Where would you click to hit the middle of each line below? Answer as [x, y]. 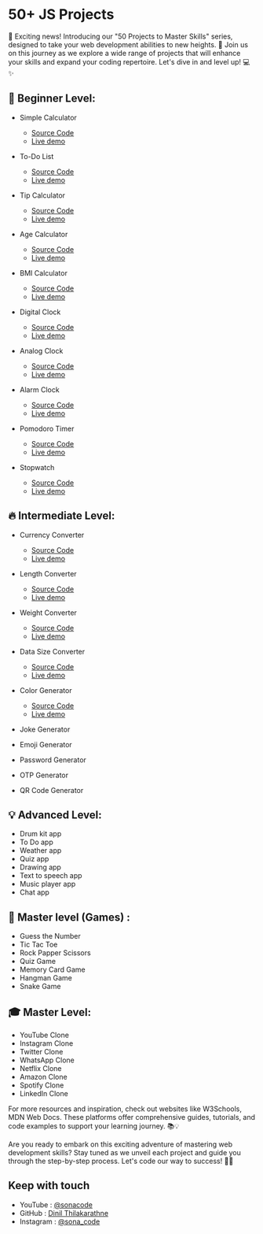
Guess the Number [50, 936]
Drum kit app [40, 834]
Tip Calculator [42, 195]
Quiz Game [38, 962]
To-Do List [37, 156]
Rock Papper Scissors [55, 953]
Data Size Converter [52, 651]
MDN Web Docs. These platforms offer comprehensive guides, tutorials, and [132, 1117]
